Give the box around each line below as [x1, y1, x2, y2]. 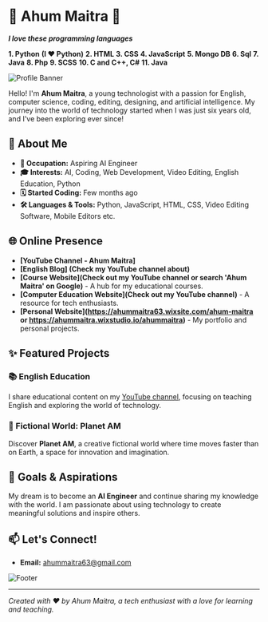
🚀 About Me [8, 137, 68, 151]
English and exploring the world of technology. [8, 401, 162, 410]
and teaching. [8, 604, 54, 614]
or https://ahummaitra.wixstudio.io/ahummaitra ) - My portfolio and [19, 315, 247, 324]
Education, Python [19, 179, 81, 188]
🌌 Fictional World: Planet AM [8, 421, 121, 432]
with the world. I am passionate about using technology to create [8, 500, 222, 509]
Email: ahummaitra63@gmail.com [19, 558, 132, 568]
